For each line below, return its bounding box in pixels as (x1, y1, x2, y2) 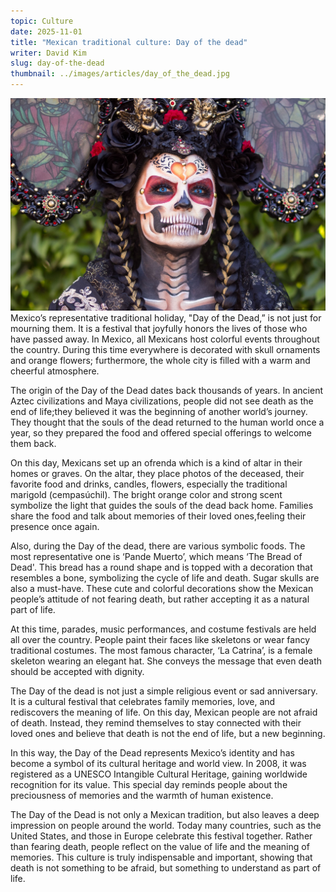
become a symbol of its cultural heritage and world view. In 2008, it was (10, 758, 307, 770)
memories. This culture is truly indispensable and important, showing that (10, 851, 313, 864)
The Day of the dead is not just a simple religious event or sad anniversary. (10, 685, 318, 697)
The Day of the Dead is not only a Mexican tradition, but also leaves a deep (10, 809, 320, 821)
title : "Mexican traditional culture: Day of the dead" (10, 37, 248, 47)
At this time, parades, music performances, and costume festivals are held (10, 623, 317, 635)
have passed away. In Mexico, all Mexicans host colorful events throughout (10, 333, 320, 345)
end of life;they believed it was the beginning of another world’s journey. (10, 406, 308, 418)
